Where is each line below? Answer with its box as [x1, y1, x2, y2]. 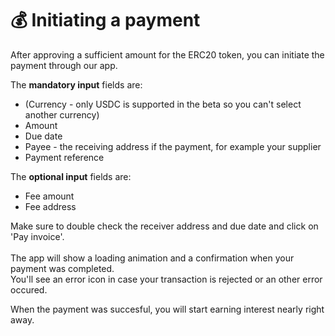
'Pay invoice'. [10, 230, 65, 242]
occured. [10, 283, 48, 296]
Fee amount [24, 190, 75, 202]
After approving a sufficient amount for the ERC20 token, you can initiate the [10, 48, 325, 61]
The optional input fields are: [10, 170, 132, 182]
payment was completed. [10, 262, 115, 274]
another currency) [24, 108, 100, 121]
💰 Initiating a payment [10, 9, 201, 32]
